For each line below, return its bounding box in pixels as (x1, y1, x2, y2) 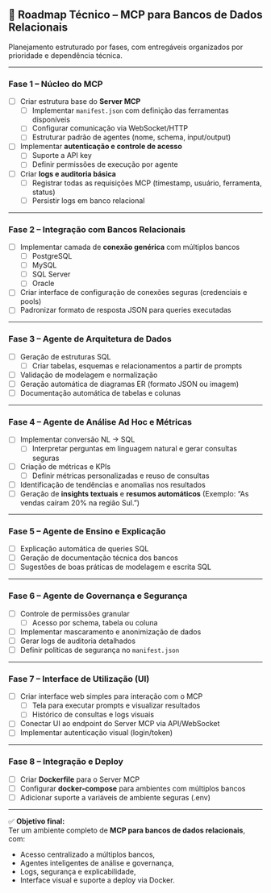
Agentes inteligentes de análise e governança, (19, 858, 174, 867)
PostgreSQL (31, 251, 73, 261)
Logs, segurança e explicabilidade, (19, 866, 136, 876)
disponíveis (31, 114, 71, 125)
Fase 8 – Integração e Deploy (8, 756, 123, 767)
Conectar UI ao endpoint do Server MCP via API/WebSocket (19, 719, 220, 729)
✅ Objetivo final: (8, 816, 65, 826)
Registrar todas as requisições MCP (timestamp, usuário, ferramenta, (31, 178, 262, 188)
